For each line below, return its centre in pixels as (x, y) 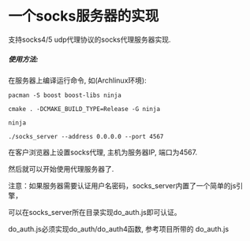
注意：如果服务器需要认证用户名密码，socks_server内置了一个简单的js (122, 185)
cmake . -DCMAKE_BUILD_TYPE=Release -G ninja (84, 109)
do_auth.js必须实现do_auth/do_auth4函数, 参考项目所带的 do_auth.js (119, 228)
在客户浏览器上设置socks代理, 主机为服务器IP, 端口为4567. (103, 152)
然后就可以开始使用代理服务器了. (61, 169)
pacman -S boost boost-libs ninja (65, 95)
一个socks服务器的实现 (84, 16)
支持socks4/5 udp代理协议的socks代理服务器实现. (90, 39)
